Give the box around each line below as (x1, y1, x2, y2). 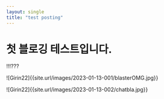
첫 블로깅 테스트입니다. (6, 42, 113, 56)
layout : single (6, 8, 45, 15)
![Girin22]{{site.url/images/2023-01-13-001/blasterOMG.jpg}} (6, 74, 159, 81)
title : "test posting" (6, 14, 63, 21)
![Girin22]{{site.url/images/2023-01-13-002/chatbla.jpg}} (6, 86, 148, 94)
